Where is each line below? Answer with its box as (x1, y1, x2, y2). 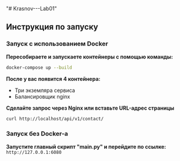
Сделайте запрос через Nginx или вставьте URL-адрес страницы (6, 104, 175, 111)
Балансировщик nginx (14, 93, 71, 100)
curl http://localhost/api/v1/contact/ (6, 116, 104, 121)
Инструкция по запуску (6, 22, 98, 32)
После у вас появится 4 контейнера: (6, 75, 101, 82)
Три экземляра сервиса (14, 87, 75, 94)
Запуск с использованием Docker (6, 40, 109, 48)
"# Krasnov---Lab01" (6, 5, 57, 12)
